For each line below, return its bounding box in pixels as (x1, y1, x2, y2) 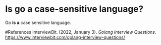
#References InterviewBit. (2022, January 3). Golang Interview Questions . (5, 29, 157, 35)
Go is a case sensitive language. (5, 20, 71, 25)
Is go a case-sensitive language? (5, 3, 144, 15)
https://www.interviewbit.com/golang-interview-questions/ (5, 34, 125, 40)
